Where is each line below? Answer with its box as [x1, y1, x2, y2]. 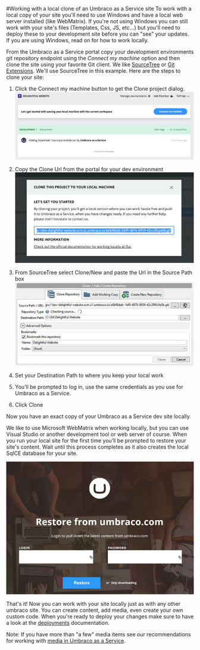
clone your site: [6, 74, 45, 81]
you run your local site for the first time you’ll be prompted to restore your [6, 437, 186, 444]
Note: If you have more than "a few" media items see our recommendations [6, 631, 192, 638]
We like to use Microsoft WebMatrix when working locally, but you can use [6, 424, 189, 431]
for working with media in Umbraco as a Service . [6, 637, 126, 645]
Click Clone [14, 401, 43, 408]
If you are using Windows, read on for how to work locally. [6, 37, 149, 44]
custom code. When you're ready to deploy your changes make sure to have [6, 613, 194, 620]
